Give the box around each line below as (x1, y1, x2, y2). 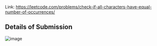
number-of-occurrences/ (5, 9, 55, 15)
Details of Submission (5, 23, 73, 31)
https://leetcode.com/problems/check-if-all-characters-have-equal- (16, 4, 152, 10)
